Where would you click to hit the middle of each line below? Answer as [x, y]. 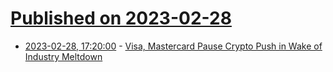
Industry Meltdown [63, 56]
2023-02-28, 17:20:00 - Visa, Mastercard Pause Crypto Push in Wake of [173, 46]
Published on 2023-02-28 [121, 18]
